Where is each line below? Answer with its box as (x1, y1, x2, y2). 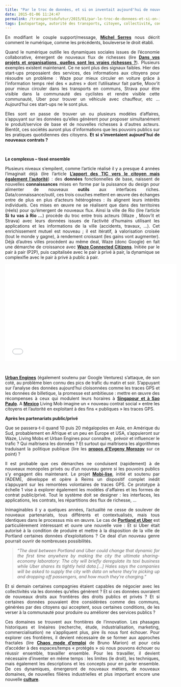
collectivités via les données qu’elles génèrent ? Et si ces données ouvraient (5, 589, 160, 595)
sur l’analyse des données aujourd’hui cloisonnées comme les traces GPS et (5, 385, 160, 391)
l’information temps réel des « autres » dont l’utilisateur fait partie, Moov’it (5, 81, 160, 87)
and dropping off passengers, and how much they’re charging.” (17, 574, 147, 580)
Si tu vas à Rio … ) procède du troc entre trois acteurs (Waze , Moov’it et (5, 212, 160, 219)
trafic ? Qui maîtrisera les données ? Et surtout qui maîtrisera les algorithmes (5, 441, 160, 447)
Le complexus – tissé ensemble (5, 156, 70, 162)
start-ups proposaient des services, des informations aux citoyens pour (5, 70, 160, 76)
